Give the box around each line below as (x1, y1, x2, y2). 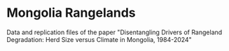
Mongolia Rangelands (6, 5, 136, 21)
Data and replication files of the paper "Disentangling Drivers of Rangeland (6, 28, 223, 36)
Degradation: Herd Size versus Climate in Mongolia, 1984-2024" (6, 35, 192, 43)
